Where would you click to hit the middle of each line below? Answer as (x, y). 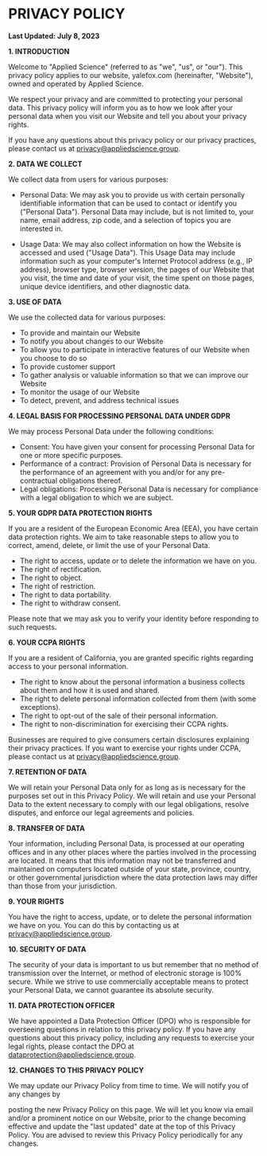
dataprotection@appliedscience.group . (72, 1054)
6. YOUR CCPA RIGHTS (47, 642)
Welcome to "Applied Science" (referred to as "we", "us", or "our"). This (126, 67)
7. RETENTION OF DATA (48, 772)
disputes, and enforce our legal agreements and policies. (101, 813)
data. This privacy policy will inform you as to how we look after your (120, 108)
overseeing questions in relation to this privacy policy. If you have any (122, 1029)
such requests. (33, 627)
